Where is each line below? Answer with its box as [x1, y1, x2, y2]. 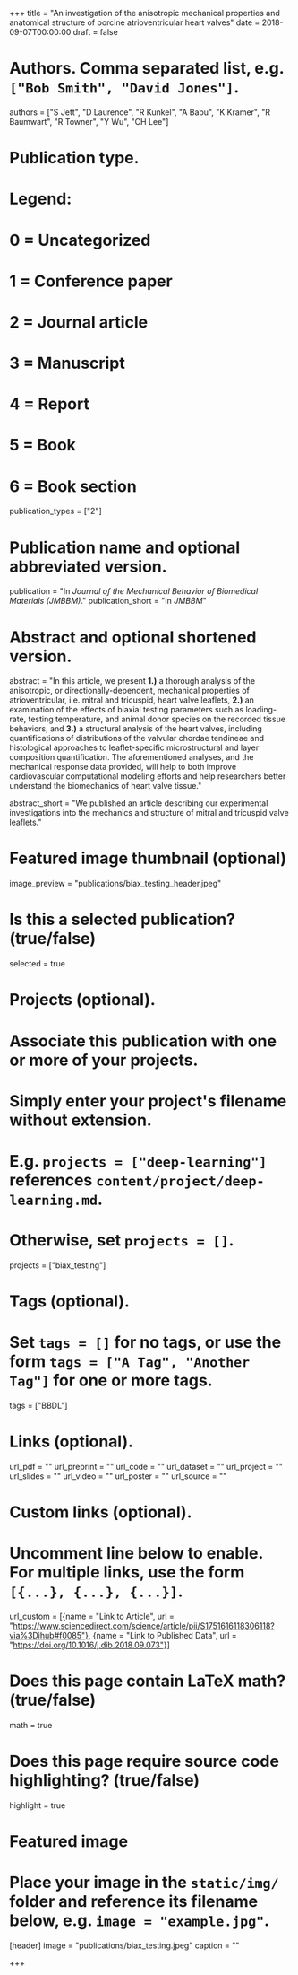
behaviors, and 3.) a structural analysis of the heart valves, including [9, 723, 262, 734]
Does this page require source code [9, 1752, 280, 1771]
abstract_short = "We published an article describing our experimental [9, 798, 268, 808]
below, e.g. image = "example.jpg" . [9, 1910, 270, 1931]
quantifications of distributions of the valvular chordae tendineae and [9, 733, 265, 744]
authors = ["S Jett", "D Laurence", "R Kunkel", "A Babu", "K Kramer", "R [9, 107, 271, 118]
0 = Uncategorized [9, 230, 151, 250]
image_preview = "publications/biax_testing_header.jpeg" [9, 878, 222, 889]
